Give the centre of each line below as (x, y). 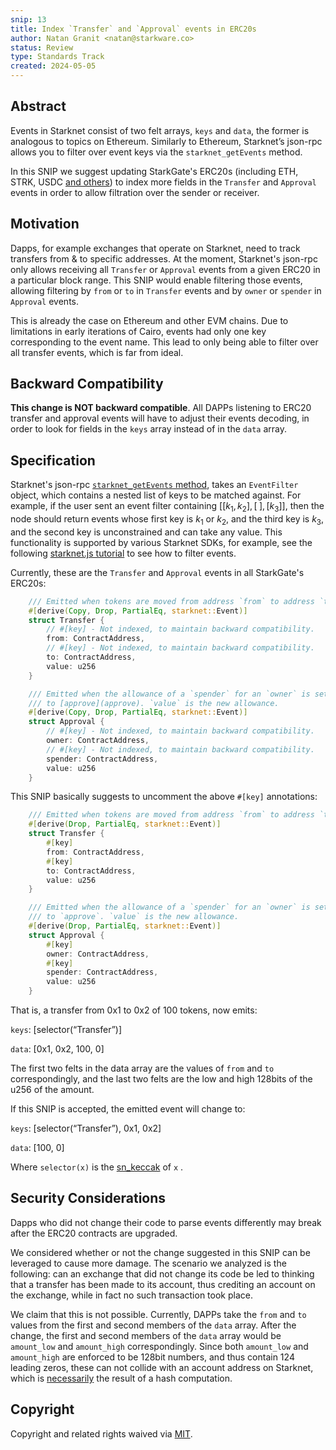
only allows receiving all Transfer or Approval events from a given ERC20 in (165, 269)
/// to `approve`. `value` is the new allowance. (134, 917)
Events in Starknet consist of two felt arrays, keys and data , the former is (160, 130)
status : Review (42, 47)
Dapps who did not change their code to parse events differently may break (166, 1222)
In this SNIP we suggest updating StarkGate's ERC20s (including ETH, (154, 171)
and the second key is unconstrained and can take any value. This (146, 532)
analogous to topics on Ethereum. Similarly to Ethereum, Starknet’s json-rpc (166, 141)
